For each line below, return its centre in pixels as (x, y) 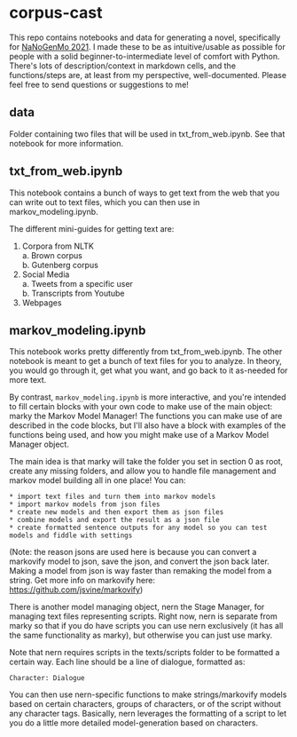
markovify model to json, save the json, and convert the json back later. (140, 561)
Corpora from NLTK (58, 246)
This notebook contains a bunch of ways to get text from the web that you (145, 193)
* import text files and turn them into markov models (113, 497)
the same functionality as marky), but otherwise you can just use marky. (141, 635)
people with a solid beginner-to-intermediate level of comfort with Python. (145, 56)
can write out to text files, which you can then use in (105, 202)
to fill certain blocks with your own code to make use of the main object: (141, 407)
